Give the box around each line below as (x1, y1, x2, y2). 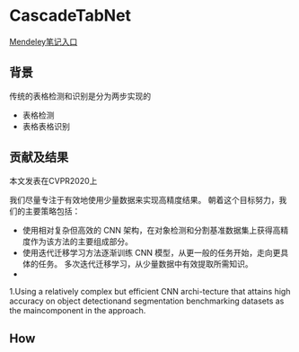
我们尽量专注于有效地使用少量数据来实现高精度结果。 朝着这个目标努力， (9, 194, 279, 205)
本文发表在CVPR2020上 (9, 175, 98, 186)
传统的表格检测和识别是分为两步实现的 (9, 91, 151, 101)
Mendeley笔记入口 (9, 36, 78, 47)
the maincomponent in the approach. (9, 304, 146, 315)
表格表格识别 (22, 120, 70, 131)
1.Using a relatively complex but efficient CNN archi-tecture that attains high (9, 286, 291, 296)
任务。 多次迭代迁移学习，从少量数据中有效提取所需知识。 (38, 258, 253, 269)
